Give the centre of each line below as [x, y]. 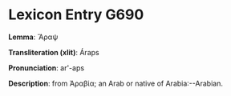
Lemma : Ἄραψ [33, 37]
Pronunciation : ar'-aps [47, 68]
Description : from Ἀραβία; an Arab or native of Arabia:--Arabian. [115, 83]
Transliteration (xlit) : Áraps [54, 52]
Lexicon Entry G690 [76, 15]
